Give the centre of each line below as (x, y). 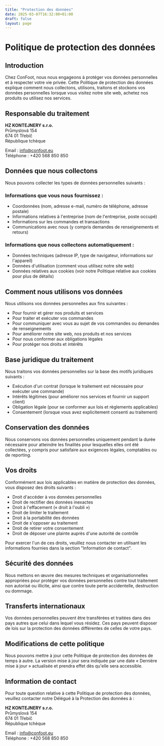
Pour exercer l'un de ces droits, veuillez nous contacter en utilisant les (76, 543)
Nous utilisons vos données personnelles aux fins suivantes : (67, 304)
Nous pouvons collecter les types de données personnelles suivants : (75, 183)
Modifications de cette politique (55, 644)
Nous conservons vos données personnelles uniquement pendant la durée (80, 439)
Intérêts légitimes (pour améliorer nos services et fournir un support (81, 397)
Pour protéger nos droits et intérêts (47, 344)
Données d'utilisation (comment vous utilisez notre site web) (73, 266)
